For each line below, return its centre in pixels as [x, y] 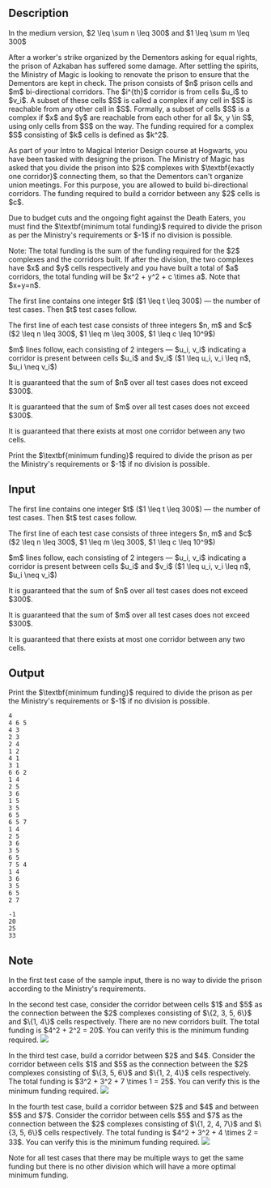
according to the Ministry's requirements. [77, 989]
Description [38, 13]
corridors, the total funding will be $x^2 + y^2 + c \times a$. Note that [124, 276]
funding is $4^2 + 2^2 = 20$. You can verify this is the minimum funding [129, 1030]
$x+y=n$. [25, 285]
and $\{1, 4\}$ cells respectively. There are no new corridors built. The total [134, 1022]
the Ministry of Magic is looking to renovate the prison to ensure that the [129, 74]
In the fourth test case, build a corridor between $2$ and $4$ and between [133, 1107]
